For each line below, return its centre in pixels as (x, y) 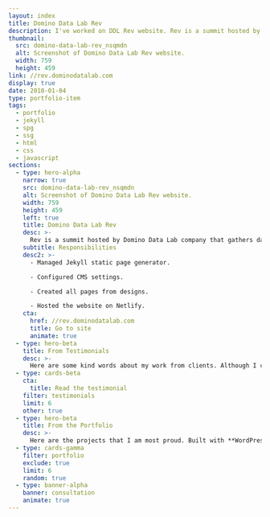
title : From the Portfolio (68, 426)
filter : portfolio (53, 455)
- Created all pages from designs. (89, 291)
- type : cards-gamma (50, 448)
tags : (17, 105)
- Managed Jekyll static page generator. (100, 262)
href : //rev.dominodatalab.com (82, 321)
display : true (32, 83)
